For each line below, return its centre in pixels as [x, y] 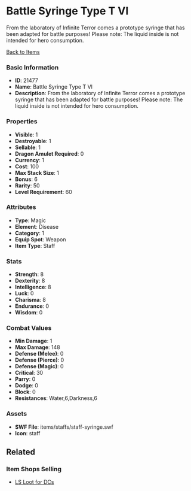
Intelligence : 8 [33, 287]
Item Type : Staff [35, 245]
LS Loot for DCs [34, 482]
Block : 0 [25, 392]
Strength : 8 [29, 274]
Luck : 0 [24, 293]
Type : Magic [30, 220]
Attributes [21, 207]
